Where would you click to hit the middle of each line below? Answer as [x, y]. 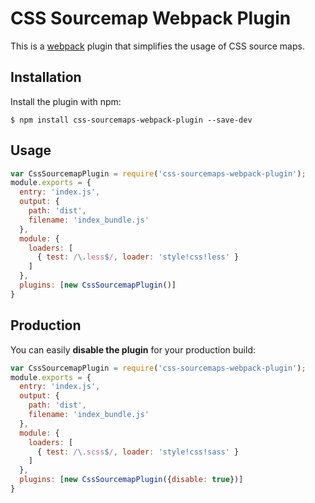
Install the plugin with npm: [66, 101]
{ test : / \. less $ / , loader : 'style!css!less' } [138, 257]
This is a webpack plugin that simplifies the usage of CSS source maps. [157, 46]
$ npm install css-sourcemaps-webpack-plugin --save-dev [131, 120]
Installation [46, 77]
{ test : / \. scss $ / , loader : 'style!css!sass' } [138, 452]
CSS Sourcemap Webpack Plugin [151, 18]
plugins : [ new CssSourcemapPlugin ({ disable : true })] [131, 480]
